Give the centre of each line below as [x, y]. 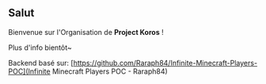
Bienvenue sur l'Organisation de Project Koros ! [86, 32]
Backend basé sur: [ [41, 63]
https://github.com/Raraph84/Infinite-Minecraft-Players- [165, 63]
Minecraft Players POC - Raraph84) [110, 71]
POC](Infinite [29, 71]
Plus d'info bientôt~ [40, 48]
